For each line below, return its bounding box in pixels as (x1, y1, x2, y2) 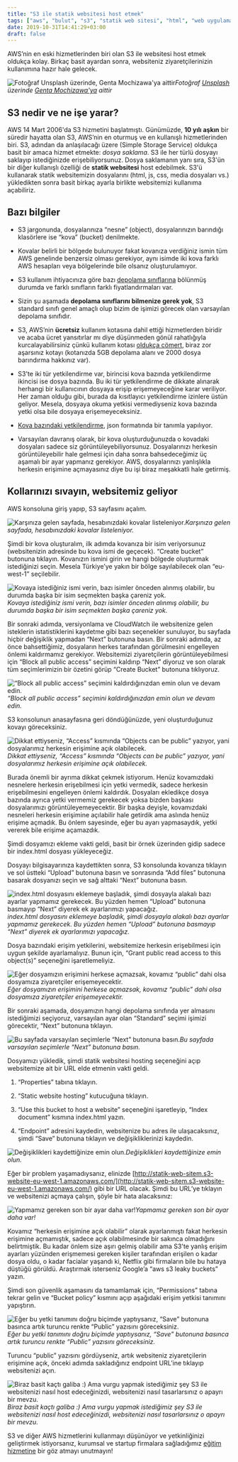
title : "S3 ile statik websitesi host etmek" (7, 10, 144, 18)
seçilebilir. (30, 569, 60, 578)
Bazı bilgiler (7, 207, 61, 219)
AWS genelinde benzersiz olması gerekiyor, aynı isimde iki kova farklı (17, 253, 220, 263)
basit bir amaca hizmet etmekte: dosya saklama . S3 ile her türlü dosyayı (7, 148, 218, 157)
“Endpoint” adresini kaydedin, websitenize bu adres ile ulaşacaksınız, (17, 1126, 220, 1135)
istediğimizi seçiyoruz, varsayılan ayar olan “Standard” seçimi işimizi (7, 1013, 207, 1022)
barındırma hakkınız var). (17, 356, 91, 364)
